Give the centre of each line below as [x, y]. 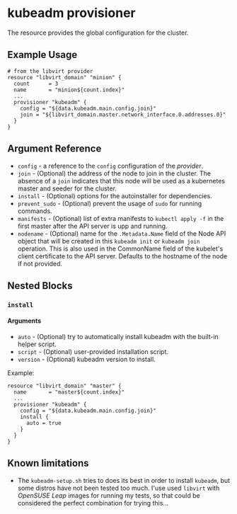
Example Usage [42, 55]
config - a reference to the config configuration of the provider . [110, 166]
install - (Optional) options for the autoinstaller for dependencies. [115, 195]
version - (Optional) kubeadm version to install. [86, 360]
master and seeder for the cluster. [67, 188]
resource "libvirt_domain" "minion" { [64, 77]
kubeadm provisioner [71, 13]
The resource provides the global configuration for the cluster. [98, 33]
